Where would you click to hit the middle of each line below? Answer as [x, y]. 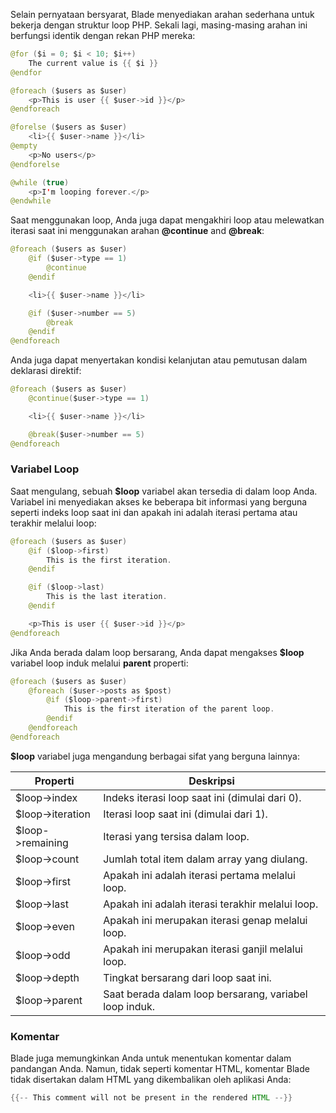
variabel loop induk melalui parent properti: [99, 663]
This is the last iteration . [107, 597]
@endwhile [31, 201]
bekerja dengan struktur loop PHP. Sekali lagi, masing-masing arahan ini [159, 25]
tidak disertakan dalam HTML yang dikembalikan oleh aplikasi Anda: [151, 1080]
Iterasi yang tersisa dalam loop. [176, 836]
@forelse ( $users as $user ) [69, 127]
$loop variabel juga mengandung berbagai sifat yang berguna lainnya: [155, 756]
